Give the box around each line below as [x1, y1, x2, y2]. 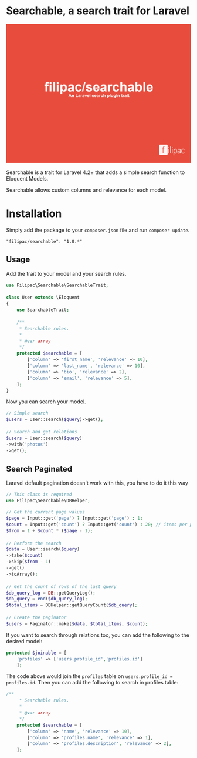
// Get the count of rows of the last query [6, 583, 117, 589]
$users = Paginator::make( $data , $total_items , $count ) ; [6, 620, 148, 627]
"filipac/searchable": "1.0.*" [6, 238, 83, 245]
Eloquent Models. [6, 175, 49, 182]
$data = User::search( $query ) [6, 546, 80, 552]
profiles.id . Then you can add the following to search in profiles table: [6, 679, 179, 686]
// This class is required [6, 492, 72, 497]
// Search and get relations [6, 429, 77, 435]
